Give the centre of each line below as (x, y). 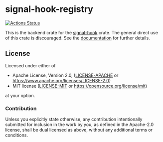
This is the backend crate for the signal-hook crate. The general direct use (81, 32)
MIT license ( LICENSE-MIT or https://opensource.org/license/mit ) (80, 86)
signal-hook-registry (49, 9)
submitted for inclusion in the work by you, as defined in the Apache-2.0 (79, 125)
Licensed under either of (30, 65)
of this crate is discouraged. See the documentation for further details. (78, 38)
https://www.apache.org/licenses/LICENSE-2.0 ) (62, 80)
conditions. (17, 135)
